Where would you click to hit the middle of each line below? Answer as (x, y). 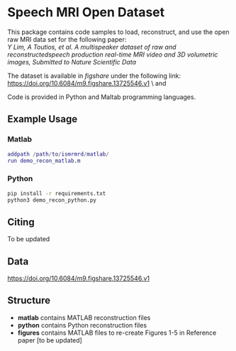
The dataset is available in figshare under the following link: (94, 76)
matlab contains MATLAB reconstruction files (84, 317)
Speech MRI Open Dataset (86, 12)
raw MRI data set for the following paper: (67, 39)
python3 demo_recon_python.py (52, 200)
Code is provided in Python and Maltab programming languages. (102, 97)
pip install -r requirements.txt (57, 193)
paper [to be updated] (50, 340)
